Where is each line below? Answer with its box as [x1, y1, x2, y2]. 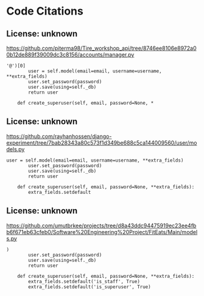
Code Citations [6, 4, 83, 18]
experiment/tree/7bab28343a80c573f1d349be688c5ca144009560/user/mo [6, 139, 197, 146]
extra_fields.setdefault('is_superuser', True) [28, 284, 151, 290]
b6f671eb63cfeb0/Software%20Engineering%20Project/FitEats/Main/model [6, 228, 198, 235]
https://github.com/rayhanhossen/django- [6, 133, 112, 140]
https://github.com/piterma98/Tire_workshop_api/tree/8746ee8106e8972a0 [6, 44, 197, 52]
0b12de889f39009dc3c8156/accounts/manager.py [6, 51, 135, 58]
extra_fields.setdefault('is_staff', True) [28, 278, 140, 284]
